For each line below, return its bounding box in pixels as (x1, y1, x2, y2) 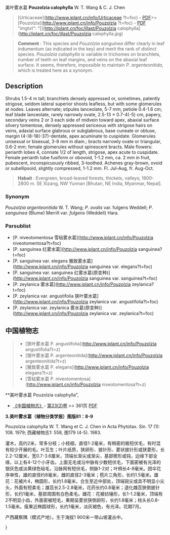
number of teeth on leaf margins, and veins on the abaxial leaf (17, 57, 148, 62)
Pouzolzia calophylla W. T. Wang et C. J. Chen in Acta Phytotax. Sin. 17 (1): (5, 424, 160, 430)
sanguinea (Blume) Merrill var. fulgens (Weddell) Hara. (5, 210, 119, 216)
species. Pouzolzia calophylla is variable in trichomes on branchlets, (17, 51, 161, 57)
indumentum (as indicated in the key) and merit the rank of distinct (17, 46, 157, 52)
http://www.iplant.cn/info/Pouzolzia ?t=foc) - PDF (42, 20, 146, 26)
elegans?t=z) (25, 370, 53, 376)
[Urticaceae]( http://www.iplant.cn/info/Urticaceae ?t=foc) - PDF (17, 15, 151, 20)
